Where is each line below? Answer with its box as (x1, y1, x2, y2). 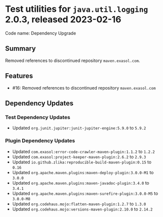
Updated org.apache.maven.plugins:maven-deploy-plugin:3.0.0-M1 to (12, 169, 154, 175)
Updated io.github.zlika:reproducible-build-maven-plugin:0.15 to (12, 159, 152, 165)
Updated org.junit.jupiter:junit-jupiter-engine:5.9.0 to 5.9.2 (12, 125, 146, 131)
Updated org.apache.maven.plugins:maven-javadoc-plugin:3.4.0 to (12, 180, 150, 186)
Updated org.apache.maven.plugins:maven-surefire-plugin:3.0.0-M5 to (12, 190, 158, 196)
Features (5, 72, 33, 80)
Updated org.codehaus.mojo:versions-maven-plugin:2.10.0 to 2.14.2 (12, 206, 153, 212)
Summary (5, 44, 36, 53)
